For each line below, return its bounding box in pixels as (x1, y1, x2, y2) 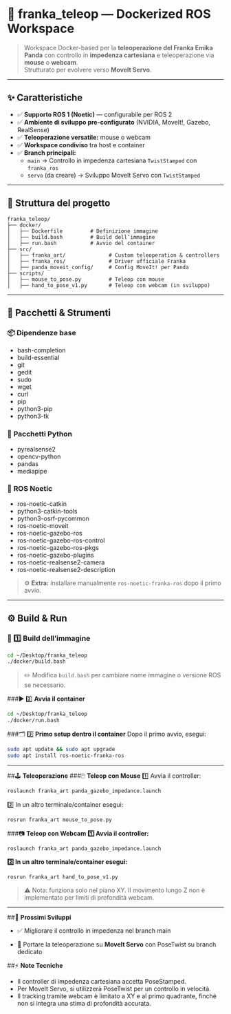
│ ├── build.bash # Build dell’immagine (7, 233, 155, 240)
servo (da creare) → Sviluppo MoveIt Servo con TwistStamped (27, 171, 201, 179)
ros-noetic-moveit (16, 521, 69, 529)
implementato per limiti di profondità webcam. (23, 894, 155, 902)
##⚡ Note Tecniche (7, 962, 63, 970)
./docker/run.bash (7, 717, 60, 724)
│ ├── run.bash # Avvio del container (7, 240, 155, 246)
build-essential (16, 354, 60, 362)
